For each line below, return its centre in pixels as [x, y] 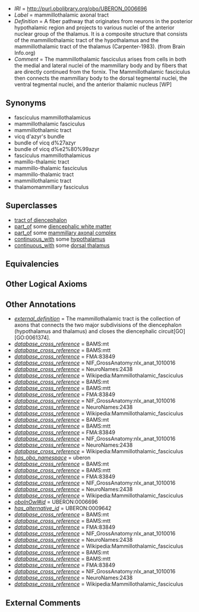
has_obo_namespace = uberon [52, 458]
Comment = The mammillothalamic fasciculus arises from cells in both [100, 59]
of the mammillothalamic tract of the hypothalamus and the [86, 40]
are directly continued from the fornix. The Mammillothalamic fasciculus [102, 72]
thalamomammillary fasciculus [51, 187]
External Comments [43, 603]
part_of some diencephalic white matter [63, 226]
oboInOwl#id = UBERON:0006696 [56, 502]
